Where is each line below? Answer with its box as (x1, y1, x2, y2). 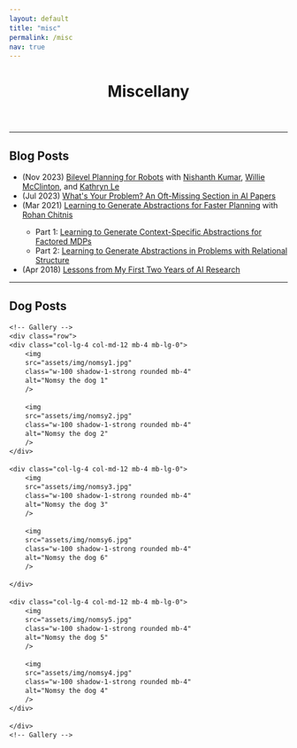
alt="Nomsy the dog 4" (25, 687, 109, 696)
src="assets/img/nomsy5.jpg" (25, 616, 133, 625)
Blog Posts (9, 148, 70, 163)
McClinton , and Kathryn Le (21, 182, 120, 192)
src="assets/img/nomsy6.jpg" (25, 536, 133, 545)
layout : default (9, 14, 69, 23)
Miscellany (107, 82, 190, 102)
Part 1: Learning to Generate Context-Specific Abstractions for (34, 227, 263, 238)
